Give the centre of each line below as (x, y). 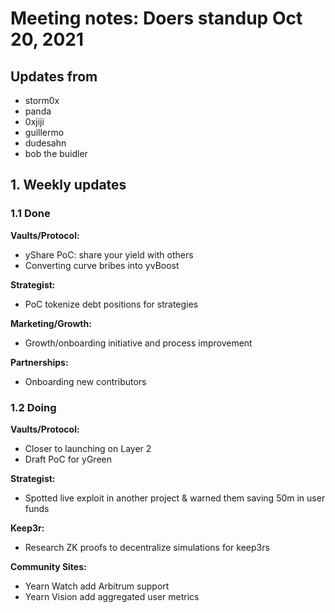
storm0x (42, 100)
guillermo (44, 132)
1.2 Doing (33, 407)
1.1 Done (30, 214)
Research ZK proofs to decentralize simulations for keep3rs (147, 547)
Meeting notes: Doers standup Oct (156, 18)
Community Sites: (48, 566)
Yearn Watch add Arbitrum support (97, 586)
